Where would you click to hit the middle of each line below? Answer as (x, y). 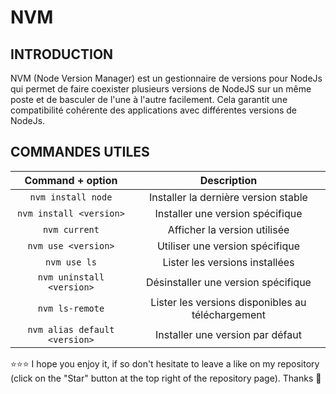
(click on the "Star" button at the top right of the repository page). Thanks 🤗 (166, 378)
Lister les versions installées (228, 262)
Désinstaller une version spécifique (228, 282)
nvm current (71, 229)
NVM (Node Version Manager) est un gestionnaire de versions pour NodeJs (166, 78)
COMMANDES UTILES (80, 152)
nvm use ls (71, 262)
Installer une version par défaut (228, 334)
